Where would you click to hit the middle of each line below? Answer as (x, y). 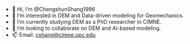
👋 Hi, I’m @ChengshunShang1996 (53, 9)
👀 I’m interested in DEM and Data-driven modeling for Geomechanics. (98, 15)
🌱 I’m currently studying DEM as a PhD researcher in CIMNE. (87, 22)
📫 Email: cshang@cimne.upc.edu (54, 35)
